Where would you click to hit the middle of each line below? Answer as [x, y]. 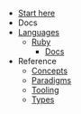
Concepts [49, 71]
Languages [39, 32]
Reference [37, 61]
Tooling [45, 90]
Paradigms [51, 80]
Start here [36, 13]
